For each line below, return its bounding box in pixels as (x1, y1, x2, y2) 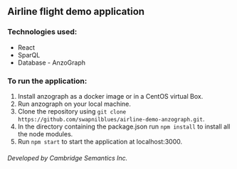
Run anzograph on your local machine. (17, 99, 132, 108)
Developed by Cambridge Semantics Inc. (7, 153, 128, 162)
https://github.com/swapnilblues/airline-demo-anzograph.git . (17, 114, 205, 123)
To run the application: (7, 76, 88, 86)
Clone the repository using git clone (17, 107, 127, 116)
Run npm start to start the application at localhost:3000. (17, 137, 183, 146)
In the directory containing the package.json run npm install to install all (17, 122, 231, 131)
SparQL (17, 50, 41, 59)
